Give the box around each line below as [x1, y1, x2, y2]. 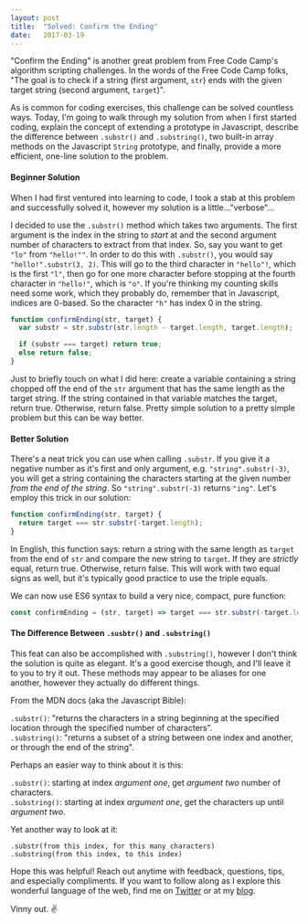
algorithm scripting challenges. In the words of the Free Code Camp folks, [10, 65, 289, 76]
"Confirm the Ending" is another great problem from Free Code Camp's [10, 56, 279, 67]
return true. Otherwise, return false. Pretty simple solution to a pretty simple [10, 402, 296, 413]
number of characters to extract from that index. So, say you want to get [10, 239, 282, 249]
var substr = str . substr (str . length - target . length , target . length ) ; [18, 324, 293, 333]
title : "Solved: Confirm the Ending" [10, 22, 158, 31]
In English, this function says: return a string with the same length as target [10, 543, 295, 554]
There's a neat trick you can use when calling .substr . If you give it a [10, 453, 271, 464]
